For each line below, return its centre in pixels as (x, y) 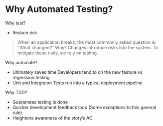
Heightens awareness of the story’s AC (52, 118)
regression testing (31, 77)
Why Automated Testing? (59, 9)
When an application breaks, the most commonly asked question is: (87, 42)
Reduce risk (25, 32)
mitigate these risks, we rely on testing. (58, 53)
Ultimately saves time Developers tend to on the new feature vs (78, 72)
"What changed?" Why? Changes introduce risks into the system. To (88, 47)
